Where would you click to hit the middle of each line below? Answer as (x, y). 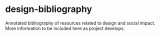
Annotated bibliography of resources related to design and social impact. (80, 23)
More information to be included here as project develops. (65, 28)
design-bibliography (49, 9)
